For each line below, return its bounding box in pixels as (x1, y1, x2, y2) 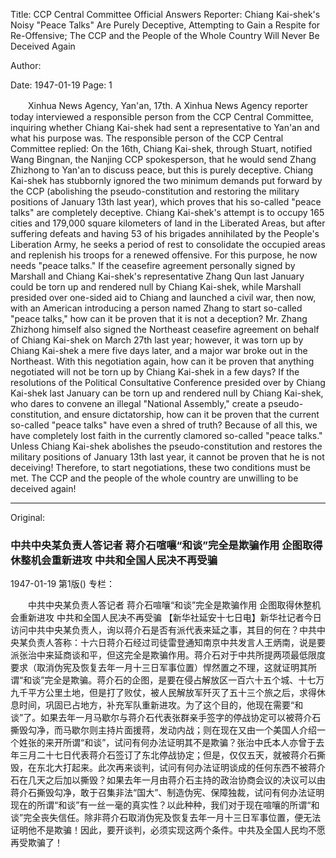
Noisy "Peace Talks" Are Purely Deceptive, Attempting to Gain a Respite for (10, 19, 321, 31)
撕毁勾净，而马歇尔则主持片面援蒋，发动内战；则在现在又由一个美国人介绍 (10, 724, 317, 736)
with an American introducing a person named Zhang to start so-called (10, 302, 303, 314)
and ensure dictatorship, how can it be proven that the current (63, 409, 320, 420)
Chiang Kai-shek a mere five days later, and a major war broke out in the (10, 345, 308, 356)
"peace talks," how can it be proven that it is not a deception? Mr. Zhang (10, 313, 308, 324)
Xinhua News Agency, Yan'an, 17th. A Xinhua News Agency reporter (27, 100, 308, 111)
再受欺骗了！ (10, 837, 63, 849)
